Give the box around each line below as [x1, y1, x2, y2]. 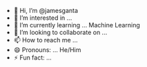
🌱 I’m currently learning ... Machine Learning [13, 21, 140, 29]
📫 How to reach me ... [13, 36, 78, 44]
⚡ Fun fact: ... [13, 53, 52, 62]
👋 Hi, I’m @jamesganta [13, 7, 78, 14]
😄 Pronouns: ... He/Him [13, 46, 81, 54]
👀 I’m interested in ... [13, 14, 72, 22]
